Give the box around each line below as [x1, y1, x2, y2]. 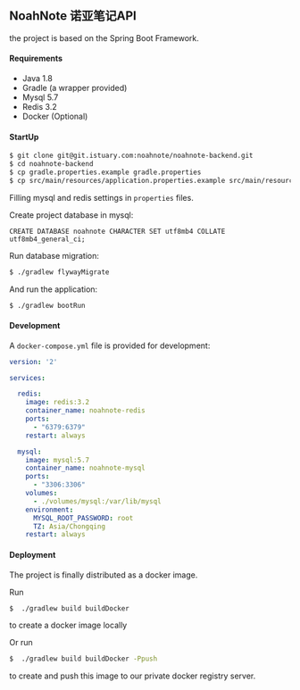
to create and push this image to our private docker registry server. [9, 670, 256, 681]
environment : [25, 505, 74, 514]
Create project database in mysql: [9, 209, 134, 220]
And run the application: [9, 284, 98, 295]
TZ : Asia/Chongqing [32, 521, 105, 531]
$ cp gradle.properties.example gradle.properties [9, 168, 202, 177]
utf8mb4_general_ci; [9, 235, 87, 244]
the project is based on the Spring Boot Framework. [9, 32, 199, 43]
